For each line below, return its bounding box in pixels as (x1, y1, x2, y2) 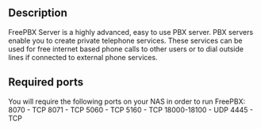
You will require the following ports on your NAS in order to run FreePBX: (8, 97, 246, 106)
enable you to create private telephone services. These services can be (8, 36, 243, 45)
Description (8, 6, 67, 20)
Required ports (8, 75, 84, 89)
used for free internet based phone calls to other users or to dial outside (8, 44, 244, 54)
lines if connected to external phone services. (8, 52, 158, 62)
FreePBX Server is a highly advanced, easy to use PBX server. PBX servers (8, 27, 254, 36)
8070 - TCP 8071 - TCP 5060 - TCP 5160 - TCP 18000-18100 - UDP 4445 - (8, 104, 254, 114)
